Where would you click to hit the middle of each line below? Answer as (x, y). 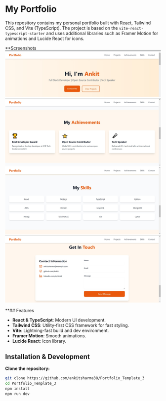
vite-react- (131, 28)
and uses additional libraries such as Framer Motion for (102, 33)
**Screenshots (21, 48)
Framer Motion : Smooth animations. (49, 336)
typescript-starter (25, 34)
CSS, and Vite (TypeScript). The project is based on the (62, 28)
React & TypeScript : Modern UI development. (59, 320)
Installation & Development (47, 357)
